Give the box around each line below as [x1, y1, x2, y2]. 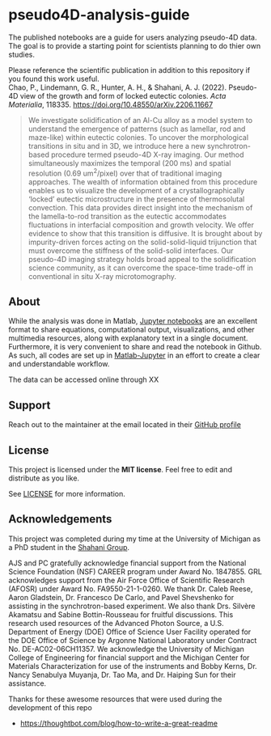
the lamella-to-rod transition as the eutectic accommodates [28, 211, 227, 221]
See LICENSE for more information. [8, 489, 125, 499]
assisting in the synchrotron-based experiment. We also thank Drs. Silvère [8, 601, 256, 611]
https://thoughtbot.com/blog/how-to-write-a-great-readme [19, 718, 218, 728]
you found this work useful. [8, 74, 100, 83]
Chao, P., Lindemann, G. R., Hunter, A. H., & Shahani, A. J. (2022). [8, 82, 227, 92]
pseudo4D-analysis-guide [8, 6, 190, 24]
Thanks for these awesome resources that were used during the [8, 694, 222, 704]
